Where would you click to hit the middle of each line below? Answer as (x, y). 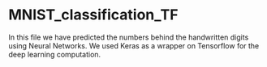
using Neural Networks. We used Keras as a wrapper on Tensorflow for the (134, 45)
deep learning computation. (55, 54)
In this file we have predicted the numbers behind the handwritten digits (129, 37)
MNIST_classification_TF (93, 15)
